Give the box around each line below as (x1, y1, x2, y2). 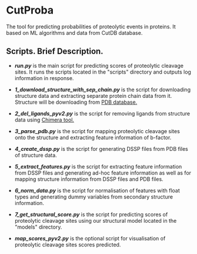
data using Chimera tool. (14, 116, 75, 123)
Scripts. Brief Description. (6, 47, 104, 57)
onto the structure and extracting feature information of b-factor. (14, 134, 172, 141)
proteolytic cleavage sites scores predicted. (14, 241, 121, 248)
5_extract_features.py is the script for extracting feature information (14, 163, 182, 170)
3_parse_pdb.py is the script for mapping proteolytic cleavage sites (14, 127, 181, 134)
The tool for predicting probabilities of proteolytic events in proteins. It (6, 23, 176, 30)
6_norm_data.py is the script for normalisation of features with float (14, 187, 181, 194)
